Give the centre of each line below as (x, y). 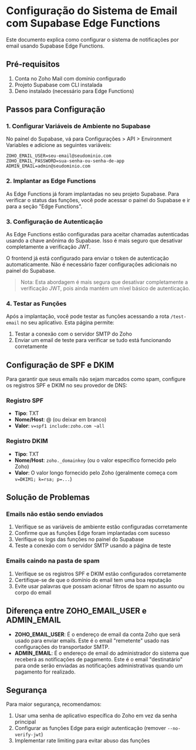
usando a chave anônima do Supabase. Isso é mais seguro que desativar (94, 241)
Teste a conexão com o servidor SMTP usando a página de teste (93, 545)
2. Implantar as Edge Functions (51, 181)
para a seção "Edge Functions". (44, 206)
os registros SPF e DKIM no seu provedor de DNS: (67, 386)
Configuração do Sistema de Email (92, 11)
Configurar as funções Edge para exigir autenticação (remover (90, 728)
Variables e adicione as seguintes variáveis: (59, 145)
